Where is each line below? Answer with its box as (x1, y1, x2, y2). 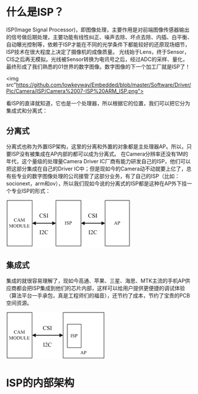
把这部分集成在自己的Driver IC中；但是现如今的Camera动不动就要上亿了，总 (6, 165, 192, 172)
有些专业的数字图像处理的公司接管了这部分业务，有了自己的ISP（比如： (6, 172, 180, 179)
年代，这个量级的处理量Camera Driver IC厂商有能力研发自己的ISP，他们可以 (6, 157, 191, 164)
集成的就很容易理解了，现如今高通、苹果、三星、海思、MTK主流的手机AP (6, 277, 185, 284)
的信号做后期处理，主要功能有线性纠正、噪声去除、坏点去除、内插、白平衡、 (6, 33, 193, 40)
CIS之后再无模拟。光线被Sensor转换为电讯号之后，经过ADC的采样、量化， (6, 56, 188, 63)
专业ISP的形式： (11, 187, 51, 194)
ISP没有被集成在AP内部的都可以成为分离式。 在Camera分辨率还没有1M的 (11, 150, 189, 157)
